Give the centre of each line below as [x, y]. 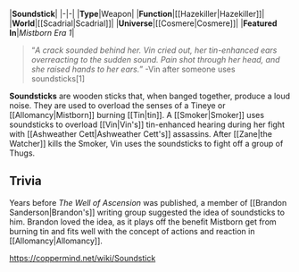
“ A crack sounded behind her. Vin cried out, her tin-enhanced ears [154, 50]
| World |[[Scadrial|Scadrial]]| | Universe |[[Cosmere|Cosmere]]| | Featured [143, 23]
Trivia [25, 181]
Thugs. [22, 153]
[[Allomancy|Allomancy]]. [56, 241]
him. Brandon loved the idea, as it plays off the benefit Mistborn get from [143, 221]
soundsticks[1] [58, 79]
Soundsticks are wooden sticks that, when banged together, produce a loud [150, 96]
